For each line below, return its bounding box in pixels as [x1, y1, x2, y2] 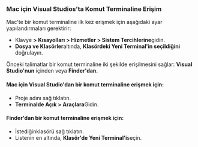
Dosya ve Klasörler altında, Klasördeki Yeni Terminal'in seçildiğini [14, 43, 181, 50]
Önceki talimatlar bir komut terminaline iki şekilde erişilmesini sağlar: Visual [6, 61, 193, 68]
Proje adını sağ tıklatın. [14, 94, 71, 101]
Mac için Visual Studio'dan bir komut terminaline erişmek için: [6, 80, 164, 88]
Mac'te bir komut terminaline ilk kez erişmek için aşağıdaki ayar [6, 19, 163, 26]
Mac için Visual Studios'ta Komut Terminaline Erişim [6, 5, 162, 13]
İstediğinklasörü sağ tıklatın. [14, 128, 84, 135]
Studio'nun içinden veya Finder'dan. [6, 67, 98, 74]
